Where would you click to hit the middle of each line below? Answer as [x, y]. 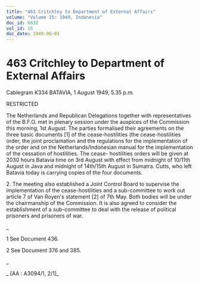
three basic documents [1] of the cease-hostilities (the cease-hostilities [94, 135]
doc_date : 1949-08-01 [33, 34]
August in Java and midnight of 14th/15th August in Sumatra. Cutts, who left [99, 166]
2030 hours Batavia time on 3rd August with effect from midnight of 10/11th [98, 160]
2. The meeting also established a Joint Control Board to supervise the [93, 184]
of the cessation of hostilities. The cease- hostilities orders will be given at [97, 154]
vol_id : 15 [20, 28]
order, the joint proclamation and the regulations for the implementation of [97, 141]
